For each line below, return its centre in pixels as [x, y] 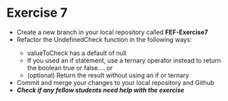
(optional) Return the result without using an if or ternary [108, 75]
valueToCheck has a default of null [77, 53]
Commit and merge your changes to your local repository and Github [115, 82]
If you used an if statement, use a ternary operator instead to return [124, 60]
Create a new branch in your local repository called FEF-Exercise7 [112, 32]
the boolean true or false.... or [70, 68]
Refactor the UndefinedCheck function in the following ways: [104, 39]
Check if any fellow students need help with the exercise [100, 90]
